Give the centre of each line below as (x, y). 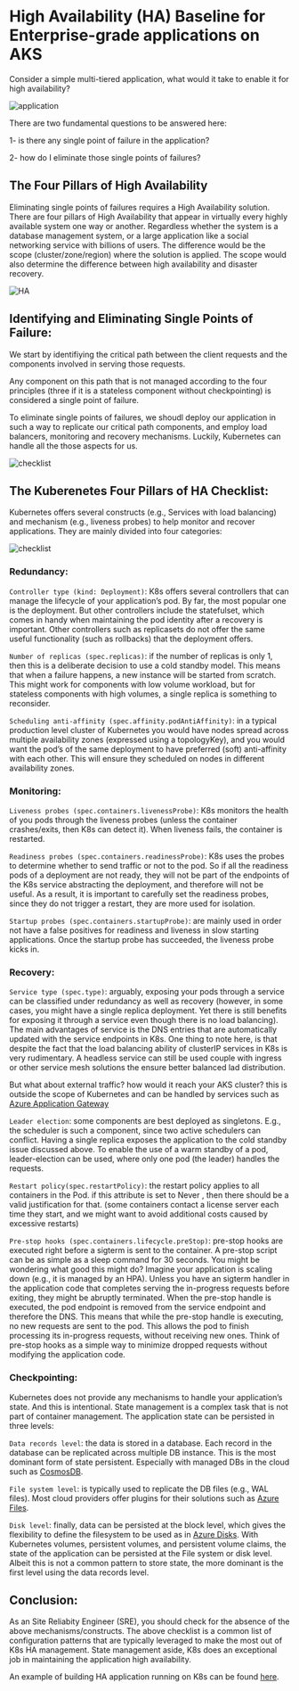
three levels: (32, 1425)
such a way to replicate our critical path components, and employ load (138, 426)
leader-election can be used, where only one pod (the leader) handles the (145, 1159)
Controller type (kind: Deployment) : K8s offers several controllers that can (149, 591)
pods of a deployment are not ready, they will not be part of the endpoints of (149, 875)
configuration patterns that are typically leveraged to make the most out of (146, 1641)
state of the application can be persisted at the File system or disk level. (141, 1553)
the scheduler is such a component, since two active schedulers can (135, 1131)
